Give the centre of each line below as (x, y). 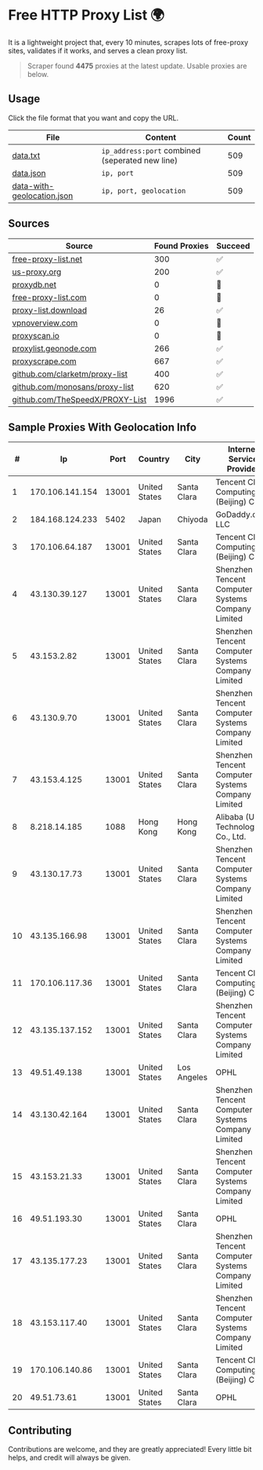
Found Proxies (181, 246)
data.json (29, 173)
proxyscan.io (36, 335)
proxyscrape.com (44, 361)
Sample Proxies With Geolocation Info (103, 427)
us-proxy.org (37, 272)
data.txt (26, 156)
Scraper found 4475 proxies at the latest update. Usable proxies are (137, 66)
